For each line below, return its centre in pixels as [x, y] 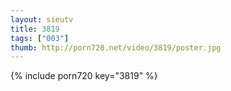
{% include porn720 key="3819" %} [84, 76]
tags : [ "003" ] [40, 38]
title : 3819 [35, 29]
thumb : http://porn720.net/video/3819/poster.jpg [116, 47]
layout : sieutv [42, 19]
